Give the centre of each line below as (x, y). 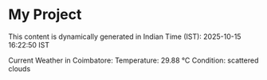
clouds (20, 68)
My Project (45, 15)
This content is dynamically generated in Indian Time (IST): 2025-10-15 (125, 36)
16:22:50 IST (29, 44)
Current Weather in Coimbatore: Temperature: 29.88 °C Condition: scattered (133, 60)
